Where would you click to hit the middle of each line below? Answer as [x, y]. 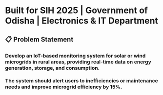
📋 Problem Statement [39, 39]
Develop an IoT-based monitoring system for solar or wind [75, 56]
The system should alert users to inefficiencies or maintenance [82, 81]
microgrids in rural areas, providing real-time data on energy [78, 62]
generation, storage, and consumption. [52, 68]
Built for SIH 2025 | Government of [76, 10]
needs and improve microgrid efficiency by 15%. [64, 87]
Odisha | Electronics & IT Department [82, 21]
